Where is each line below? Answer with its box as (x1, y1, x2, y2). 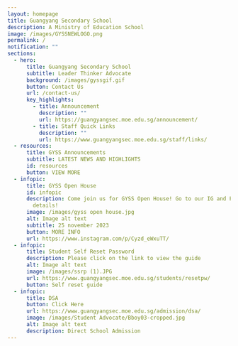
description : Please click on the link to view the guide (25, 255, 201, 262)
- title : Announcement (33, 103, 100, 110)
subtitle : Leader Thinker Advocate (25, 70, 132, 77)
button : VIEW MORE (25, 168, 81, 176)
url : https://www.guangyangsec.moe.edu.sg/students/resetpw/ (25, 274, 211, 281)
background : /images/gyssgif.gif (25, 76, 125, 84)
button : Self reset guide (25, 281, 103, 288)
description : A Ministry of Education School (7, 23, 144, 31)
